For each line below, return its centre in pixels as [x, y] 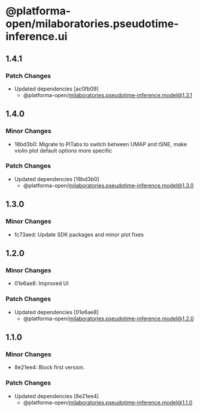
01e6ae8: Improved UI [42, 284]
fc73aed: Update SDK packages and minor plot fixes [79, 234]
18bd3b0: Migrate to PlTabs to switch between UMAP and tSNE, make [100, 144]
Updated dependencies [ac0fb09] [57, 89]
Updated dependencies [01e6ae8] [57, 312]
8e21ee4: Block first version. [49, 368]
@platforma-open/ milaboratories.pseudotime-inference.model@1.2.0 [108, 318]
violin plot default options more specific [63, 151]
